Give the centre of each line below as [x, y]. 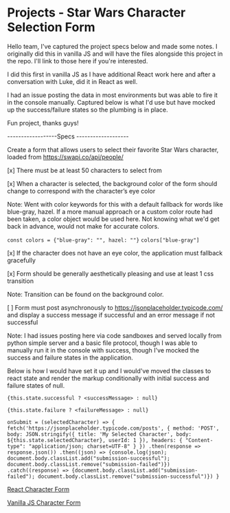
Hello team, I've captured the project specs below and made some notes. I [112, 46]
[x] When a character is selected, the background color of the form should [112, 183]
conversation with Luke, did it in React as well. [72, 81]
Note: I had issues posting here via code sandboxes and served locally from [114, 335]
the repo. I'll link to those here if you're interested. [78, 61]
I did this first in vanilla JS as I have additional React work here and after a [112, 74]
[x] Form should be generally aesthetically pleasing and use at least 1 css [111, 273]
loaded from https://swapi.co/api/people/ [65, 157]
